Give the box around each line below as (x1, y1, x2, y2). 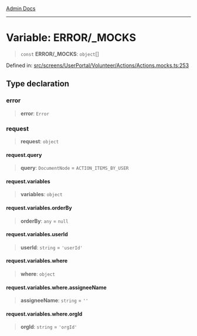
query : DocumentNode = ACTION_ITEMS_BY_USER (20, 164, 129, 172)
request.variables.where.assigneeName (6, 284, 107, 291)
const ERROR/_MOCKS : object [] (20, 50, 100, 58)
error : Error (20, 110, 50, 117)
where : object (20, 270, 56, 277)
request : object (20, 137, 59, 145)
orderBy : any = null (20, 217, 69, 224)
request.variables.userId (6, 231, 69, 238)
